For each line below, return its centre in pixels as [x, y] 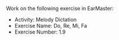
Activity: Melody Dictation [45, 19]
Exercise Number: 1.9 [40, 32]
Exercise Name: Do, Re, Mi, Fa [51, 26]
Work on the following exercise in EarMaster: [60, 8]
